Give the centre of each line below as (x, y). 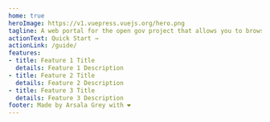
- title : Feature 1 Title (51, 61)
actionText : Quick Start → (53, 38)
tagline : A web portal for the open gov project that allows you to (125, 31)
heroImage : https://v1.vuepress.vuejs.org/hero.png (96, 23)
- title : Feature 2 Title (51, 75)
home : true (27, 16)
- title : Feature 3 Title (51, 90)
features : (25, 53)
